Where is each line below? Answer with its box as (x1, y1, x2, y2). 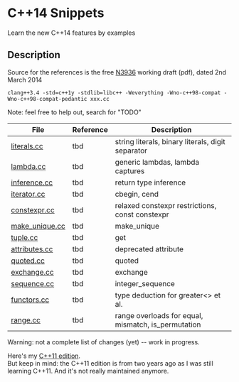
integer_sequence (115, 278, 176, 288)
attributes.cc (11, 244, 53, 253)
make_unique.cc (11, 221, 65, 231)
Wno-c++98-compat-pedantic (7, 95, 87, 102)
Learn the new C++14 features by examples (7, 28, 136, 37)
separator (115, 146, 148, 155)
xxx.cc (90, 95, 110, 102)
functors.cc (11, 295, 50, 305)
